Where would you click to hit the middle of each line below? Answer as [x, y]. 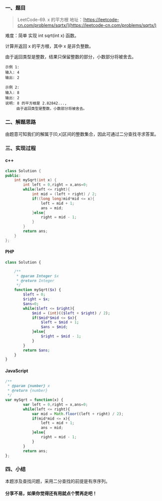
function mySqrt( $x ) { [38, 290]
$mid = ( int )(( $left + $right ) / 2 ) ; [71, 313]
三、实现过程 [21, 148]
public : [13, 176]
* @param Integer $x [37, 276]
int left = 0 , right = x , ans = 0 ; [56, 185]
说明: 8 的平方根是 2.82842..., [36, 103]
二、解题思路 [21, 122]
